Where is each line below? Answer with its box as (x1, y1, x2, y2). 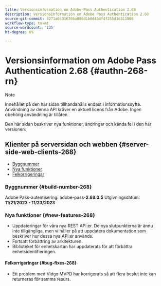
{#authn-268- (89, 65, 148, 76)
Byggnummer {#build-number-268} (5, 183, 92, 190)
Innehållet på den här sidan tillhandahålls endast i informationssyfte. (5, 101, 142, 107)
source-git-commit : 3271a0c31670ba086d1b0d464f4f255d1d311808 (5, 16, 134, 21)
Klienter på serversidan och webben (5, 140, 118, 149)
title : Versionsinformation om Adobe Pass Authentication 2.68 (5, 7, 136, 12)
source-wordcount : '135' (5, 25, 55, 30)
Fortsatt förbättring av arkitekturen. (12, 238, 83, 244)
